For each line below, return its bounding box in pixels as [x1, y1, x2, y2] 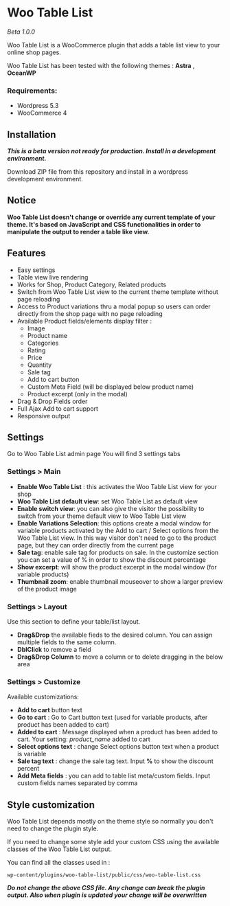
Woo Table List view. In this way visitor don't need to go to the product [16, 534, 216, 542]
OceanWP [7, 69, 36, 77]
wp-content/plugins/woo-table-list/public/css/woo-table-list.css [7, 872, 201, 879]
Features [7, 247, 46, 259]
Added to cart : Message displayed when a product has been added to [16, 728, 218, 736]
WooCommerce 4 [16, 109, 67, 117]
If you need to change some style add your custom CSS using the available [7, 838, 220, 846]
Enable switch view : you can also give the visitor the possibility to [16, 504, 205, 512]
